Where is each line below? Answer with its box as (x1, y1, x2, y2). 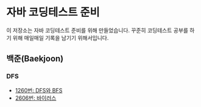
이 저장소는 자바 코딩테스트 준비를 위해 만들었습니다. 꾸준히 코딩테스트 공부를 (6, 27, 189, 34)
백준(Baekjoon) (6, 54, 64, 64)
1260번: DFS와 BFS (15, 86, 63, 94)
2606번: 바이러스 (15, 94, 57, 102)
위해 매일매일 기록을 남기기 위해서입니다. (12, 34, 109, 41)
